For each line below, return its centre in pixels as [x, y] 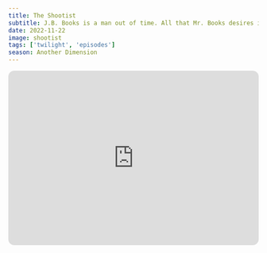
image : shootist [35, 38]
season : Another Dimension [53, 52]
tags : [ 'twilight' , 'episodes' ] [62, 45]
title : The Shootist [43, 15]
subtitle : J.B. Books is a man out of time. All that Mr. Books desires [131, 23]
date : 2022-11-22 [37, 30]
